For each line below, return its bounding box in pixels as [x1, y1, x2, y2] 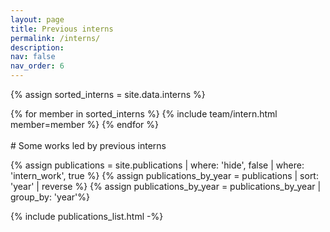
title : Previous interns [10, 24, 114, 34]
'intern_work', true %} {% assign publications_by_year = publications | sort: [10, 170, 319, 181]
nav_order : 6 [10, 61, 65, 71]
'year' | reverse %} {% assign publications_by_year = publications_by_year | [10, 181, 322, 192]
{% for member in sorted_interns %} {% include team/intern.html [10, 108, 278, 120]
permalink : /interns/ [10, 33, 101, 43]
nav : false [10, 52, 56, 62]
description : [10, 42, 65, 53]
